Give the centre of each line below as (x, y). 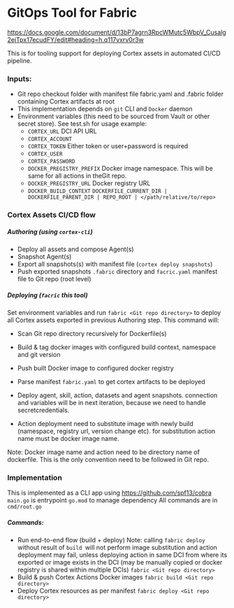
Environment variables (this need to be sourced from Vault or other (114, 116)
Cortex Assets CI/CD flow (52, 215)
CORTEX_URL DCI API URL (62, 132)
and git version (39, 355)
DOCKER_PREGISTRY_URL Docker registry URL (89, 183)
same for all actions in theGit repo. (77, 176)
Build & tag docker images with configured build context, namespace (117, 347)
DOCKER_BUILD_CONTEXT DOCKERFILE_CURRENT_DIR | (97, 191)
